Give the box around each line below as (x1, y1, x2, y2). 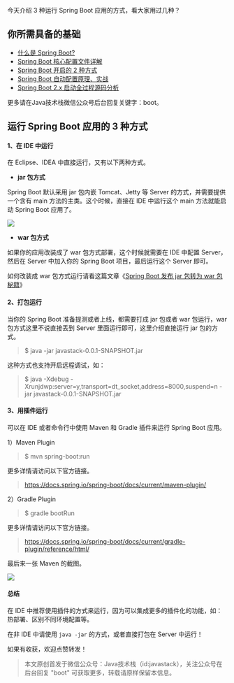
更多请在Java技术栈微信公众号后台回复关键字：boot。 (7, 98, 163, 106)
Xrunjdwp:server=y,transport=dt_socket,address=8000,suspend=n (24, 382, 218, 390)
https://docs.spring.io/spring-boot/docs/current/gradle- (24, 537, 186, 545)
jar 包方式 (17, 173, 45, 182)
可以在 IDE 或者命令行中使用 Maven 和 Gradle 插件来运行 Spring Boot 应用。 (7, 423, 226, 431)
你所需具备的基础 (7, 29, 81, 41)
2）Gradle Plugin (7, 495, 57, 503)
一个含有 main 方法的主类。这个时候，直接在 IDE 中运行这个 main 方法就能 (7, 196, 221, 205)
